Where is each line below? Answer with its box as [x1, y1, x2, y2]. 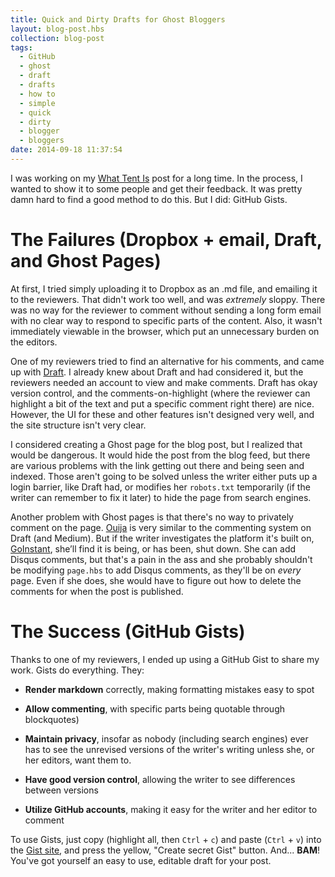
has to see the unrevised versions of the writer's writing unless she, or [24, 743, 315, 755]
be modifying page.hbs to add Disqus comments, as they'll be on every [10, 564, 302, 576]
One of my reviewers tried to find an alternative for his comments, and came [10, 355, 325, 367]
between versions [24, 784, 99, 796]
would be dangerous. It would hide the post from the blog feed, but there [10, 449, 311, 461]
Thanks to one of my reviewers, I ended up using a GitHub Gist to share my [10, 653, 320, 665]
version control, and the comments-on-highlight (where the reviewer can [10, 387, 311, 399]
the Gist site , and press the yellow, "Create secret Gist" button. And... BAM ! [10, 844, 321, 856]
